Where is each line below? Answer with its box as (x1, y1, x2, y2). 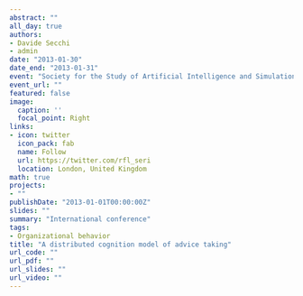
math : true (9, 172, 50, 181)
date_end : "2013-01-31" (9, 64, 99, 73)
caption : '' (17, 106, 63, 115)
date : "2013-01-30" (9, 55, 83, 64)
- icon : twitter (9, 131, 70, 140)
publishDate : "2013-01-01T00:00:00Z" (9, 198, 151, 208)
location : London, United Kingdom (17, 164, 147, 173)
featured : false (9, 88, 70, 97)
